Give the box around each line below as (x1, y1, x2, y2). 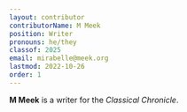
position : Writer (9, 29, 74, 38)
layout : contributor (9, 12, 86, 22)
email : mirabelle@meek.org (9, 54, 109, 63)
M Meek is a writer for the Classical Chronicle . (9, 94, 179, 105)
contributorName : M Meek (9, 21, 101, 30)
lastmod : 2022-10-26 (9, 63, 86, 71)
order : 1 (9, 71, 42, 79)
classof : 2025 (9, 46, 62, 55)
